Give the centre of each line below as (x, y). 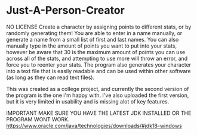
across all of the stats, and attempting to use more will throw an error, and (97, 58)
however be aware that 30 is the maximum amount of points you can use (96, 52)
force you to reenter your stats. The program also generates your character (99, 65)
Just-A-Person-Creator (66, 10)
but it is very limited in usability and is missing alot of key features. (88, 101)
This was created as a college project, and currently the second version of (98, 89)
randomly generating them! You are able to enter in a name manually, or (94, 33)
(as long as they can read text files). (50, 77)
